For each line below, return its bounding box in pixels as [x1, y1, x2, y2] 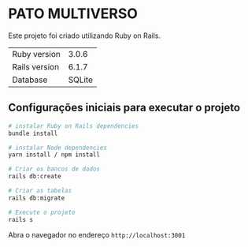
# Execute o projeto [8, 208, 76, 216]
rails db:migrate [8, 194, 65, 202]
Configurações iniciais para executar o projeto [8, 101, 241, 114]
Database [12, 74, 48, 85]
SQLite [68, 74, 93, 85]
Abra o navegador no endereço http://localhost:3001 [8, 230, 186, 239]
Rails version [12, 61, 60, 72]
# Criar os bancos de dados [8, 165, 101, 174]
